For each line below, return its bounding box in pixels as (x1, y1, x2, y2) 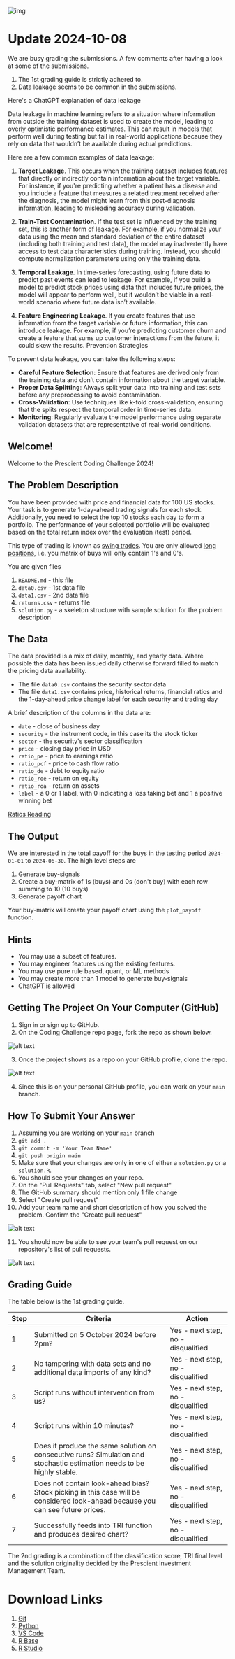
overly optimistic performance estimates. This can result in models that (8, 125, 212, 133)
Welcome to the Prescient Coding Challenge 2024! (8, 459, 154, 467)
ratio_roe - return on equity (17, 774, 100, 783)
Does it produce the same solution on (33, 1441, 156, 1451)
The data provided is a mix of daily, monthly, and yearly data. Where (8, 651, 204, 661)
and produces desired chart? (33, 1530, 128, 1539)
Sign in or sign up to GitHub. (17, 1020, 100, 1029)
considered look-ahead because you (33, 1496, 156, 1506)
